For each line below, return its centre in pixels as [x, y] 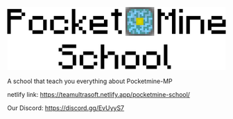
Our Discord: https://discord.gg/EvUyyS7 [66, 108]
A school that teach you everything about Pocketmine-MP [90, 81]
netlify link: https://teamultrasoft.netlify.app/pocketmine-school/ [99, 95]
